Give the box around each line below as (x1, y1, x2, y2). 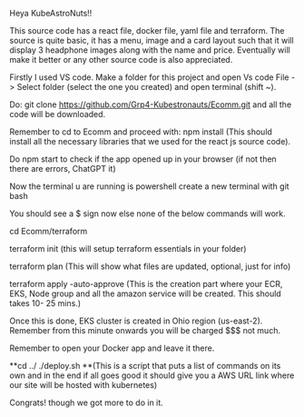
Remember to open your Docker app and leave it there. (9, 343, 215, 353)
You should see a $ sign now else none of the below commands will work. (9, 208, 286, 219)
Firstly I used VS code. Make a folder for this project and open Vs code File (9, 72, 289, 83)
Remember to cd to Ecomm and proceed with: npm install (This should (9, 126, 272, 137)
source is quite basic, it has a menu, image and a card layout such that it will (9, 35, 294, 45)
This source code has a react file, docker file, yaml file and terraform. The (9, 25, 285, 35)
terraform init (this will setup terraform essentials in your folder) (9, 243, 247, 253)
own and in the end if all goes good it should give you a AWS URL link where (9, 370, 295, 381)
